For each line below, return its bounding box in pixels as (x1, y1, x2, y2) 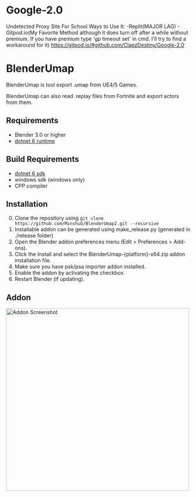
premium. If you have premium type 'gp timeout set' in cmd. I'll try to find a (6, 35, 186, 42)
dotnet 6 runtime (14, 137, 56, 144)
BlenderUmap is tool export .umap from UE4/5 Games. (6, 81, 137, 88)
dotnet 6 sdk (14, 170, 46, 177)
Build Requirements (6, 154, 80, 164)
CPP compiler (14, 182, 48, 189)
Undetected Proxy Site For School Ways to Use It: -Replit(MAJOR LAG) (6, 23, 177, 30)
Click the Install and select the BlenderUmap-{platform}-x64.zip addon (14, 251, 185, 258)
